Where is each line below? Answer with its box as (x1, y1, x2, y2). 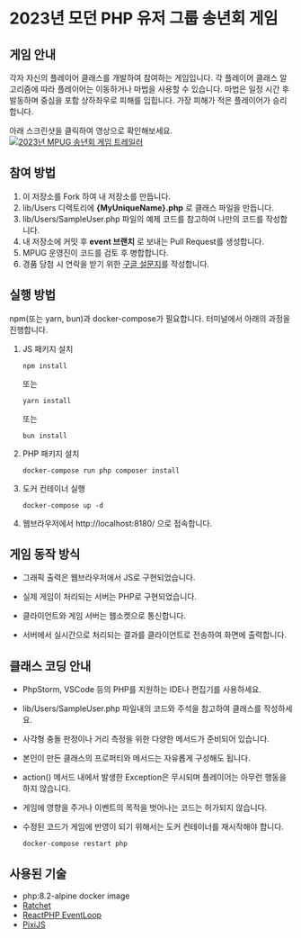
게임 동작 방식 (9, 546, 81, 563)
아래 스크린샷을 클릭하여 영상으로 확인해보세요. (9, 125, 173, 136)
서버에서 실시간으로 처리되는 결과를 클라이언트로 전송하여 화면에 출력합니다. (22, 629, 288, 640)
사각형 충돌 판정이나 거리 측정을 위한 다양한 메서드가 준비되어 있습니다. (22, 734, 270, 744)
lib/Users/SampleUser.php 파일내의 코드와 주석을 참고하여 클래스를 (22, 703, 262, 714)
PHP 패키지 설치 (22, 447, 80, 459)
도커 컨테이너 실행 (22, 483, 85, 493)
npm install (22, 361, 67, 370)
